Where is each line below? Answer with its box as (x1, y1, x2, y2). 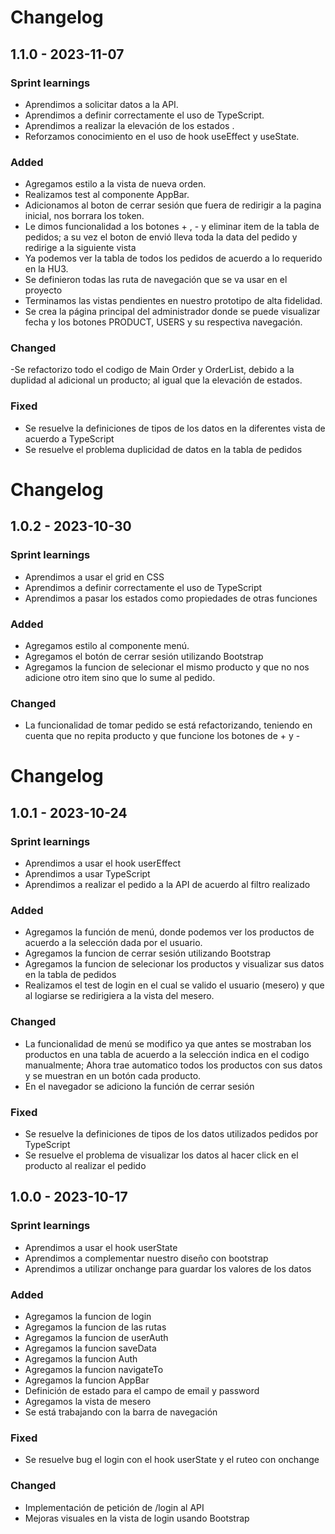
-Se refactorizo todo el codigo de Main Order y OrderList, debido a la (10, 364, 295, 376)
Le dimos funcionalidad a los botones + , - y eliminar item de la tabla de (24, 221, 320, 233)
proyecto (24, 284, 63, 296)
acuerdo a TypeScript (24, 432, 115, 445)
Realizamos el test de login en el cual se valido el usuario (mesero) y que (24, 979, 325, 991)
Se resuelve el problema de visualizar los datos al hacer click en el (24, 1149, 299, 1161)
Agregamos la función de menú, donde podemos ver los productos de (24, 926, 315, 938)
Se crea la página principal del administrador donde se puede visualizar (24, 306, 321, 318)
